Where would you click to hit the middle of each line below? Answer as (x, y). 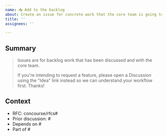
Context (18, 101)
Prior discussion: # (32, 119)
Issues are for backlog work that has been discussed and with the (85, 60)
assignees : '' (20, 24)
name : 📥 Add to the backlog (35, 10)
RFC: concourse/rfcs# (35, 113)
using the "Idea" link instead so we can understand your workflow (85, 81)
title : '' (15, 19)
